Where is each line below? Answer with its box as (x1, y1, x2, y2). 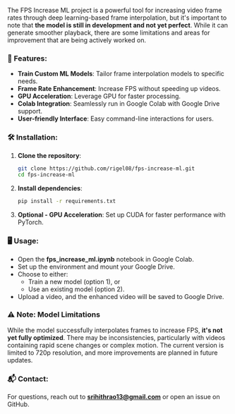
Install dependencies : (17, 184, 83, 193)
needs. (17, 77, 38, 85)
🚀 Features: (7, 53, 47, 63)
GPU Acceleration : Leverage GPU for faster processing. (17, 92, 181, 101)
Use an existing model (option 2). (28, 285, 125, 293)
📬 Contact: (7, 374, 49, 384)
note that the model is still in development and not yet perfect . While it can (7, 21, 228, 29)
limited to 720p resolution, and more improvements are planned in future (7, 348, 218, 357)
